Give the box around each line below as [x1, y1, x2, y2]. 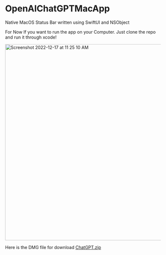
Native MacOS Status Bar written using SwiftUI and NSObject [5, 19, 130, 25]
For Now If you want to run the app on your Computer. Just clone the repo [5, 29, 156, 35]
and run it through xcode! [5, 34, 57, 40]
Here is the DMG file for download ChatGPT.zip [5, 244, 101, 250]
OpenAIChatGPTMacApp [5, 3, 110, 14]
